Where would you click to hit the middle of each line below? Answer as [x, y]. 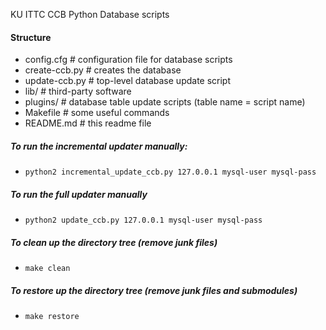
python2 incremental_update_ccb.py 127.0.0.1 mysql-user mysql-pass [170, 172]
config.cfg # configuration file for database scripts [128, 60]
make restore [52, 317]
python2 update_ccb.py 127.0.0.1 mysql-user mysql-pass [143, 220]
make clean [47, 269]
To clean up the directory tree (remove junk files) [114, 242]
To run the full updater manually [79, 194]
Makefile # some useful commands [97, 113]
